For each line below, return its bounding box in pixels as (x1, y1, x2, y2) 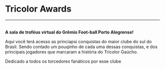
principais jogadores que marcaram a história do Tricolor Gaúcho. (5, 49, 138, 54)
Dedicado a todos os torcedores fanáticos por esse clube (5, 58, 121, 64)
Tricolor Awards (5, 3, 72, 15)
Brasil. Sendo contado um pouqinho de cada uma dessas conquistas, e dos (5, 44, 158, 50)
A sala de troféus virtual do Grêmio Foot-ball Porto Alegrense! (5, 29, 134, 35)
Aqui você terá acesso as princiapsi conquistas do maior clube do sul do (5, 38, 152, 44)
